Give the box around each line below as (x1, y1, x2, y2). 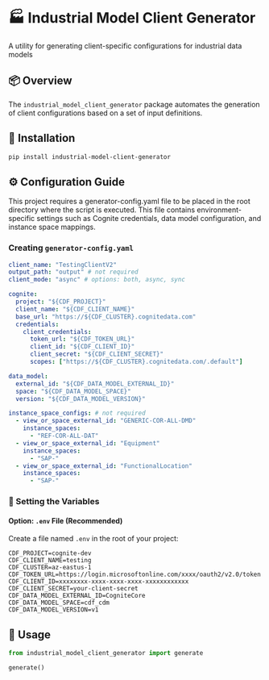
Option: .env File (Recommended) (8, 515, 123, 525)
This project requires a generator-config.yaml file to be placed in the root (8, 197, 251, 207)
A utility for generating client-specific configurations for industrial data (8, 40, 242, 51)
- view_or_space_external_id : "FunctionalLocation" (15, 461, 193, 470)
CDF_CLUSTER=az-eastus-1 (8, 564, 92, 572)
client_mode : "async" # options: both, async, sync (8, 276, 185, 284)
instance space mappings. (8, 222, 96, 232)
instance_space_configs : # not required (8, 409, 147, 418)
